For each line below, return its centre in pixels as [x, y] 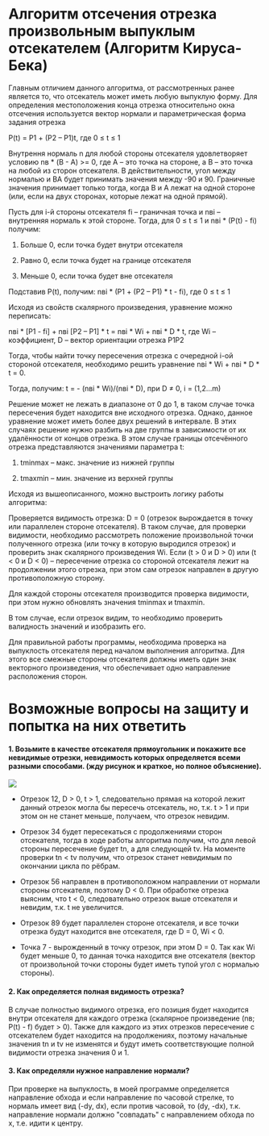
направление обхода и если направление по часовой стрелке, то [121, 1097]
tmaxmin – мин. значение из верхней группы [97, 478]
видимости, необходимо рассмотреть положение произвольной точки [131, 535]
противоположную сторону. [57, 578]
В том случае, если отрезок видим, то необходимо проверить [116, 617]
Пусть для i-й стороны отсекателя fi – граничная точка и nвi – [115, 211]
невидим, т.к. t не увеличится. [72, 908]
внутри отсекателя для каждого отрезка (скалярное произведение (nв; [132, 1018]
